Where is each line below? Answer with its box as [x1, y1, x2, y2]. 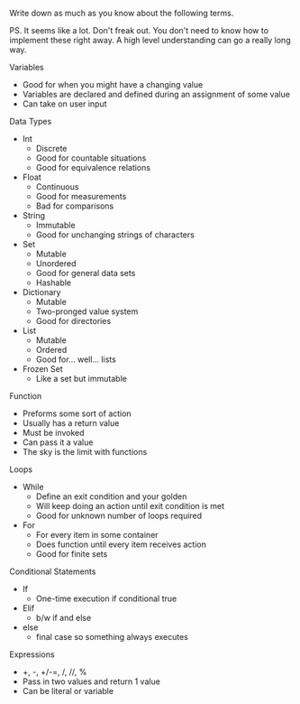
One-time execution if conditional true [35, 593, 177, 604]
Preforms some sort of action [22, 408, 132, 419]
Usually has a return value [22, 418, 120, 428]
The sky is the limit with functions [22, 447, 148, 457]
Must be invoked [22, 428, 85, 438]
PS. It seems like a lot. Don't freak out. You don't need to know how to [9, 25, 268, 35]
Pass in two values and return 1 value [22, 676, 160, 687]
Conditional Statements [9, 566, 96, 577]
